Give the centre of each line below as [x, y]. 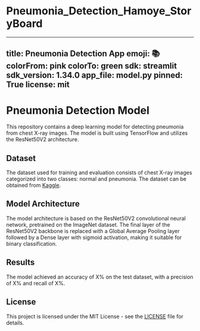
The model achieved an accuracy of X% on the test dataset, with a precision [100, 277]
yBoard [24, 24]
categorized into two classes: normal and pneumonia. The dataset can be [96, 179]
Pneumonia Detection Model [78, 110]
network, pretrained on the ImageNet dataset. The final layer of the [88, 224]
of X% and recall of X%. [36, 283]
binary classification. [32, 243]
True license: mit [38, 85]
